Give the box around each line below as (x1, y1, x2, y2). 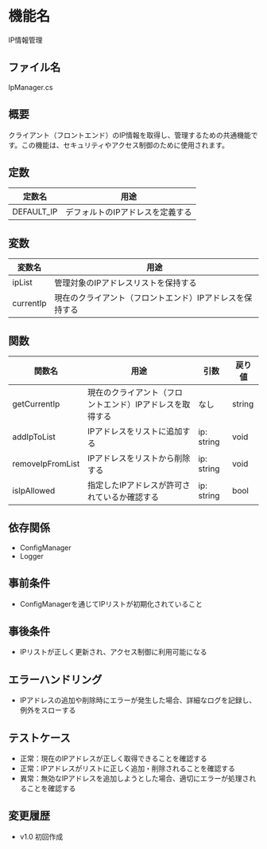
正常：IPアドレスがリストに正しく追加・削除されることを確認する (19, 764, 236, 773)
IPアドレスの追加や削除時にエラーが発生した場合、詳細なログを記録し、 (19, 695, 257, 706)
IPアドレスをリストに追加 (87, 426, 183, 437)
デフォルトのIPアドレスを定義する (65, 206, 192, 218)
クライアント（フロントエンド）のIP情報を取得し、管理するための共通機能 (8, 130, 252, 140)
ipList (12, 277, 33, 288)
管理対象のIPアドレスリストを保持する (54, 277, 197, 289)
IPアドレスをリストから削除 (87, 453, 191, 463)
